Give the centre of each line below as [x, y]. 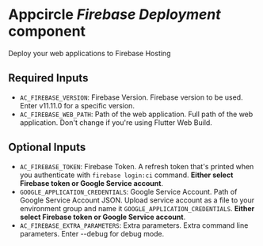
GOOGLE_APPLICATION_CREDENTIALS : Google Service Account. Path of [128, 191]
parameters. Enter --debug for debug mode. [92, 233]
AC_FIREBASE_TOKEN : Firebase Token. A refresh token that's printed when [137, 166]
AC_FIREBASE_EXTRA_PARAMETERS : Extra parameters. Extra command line [134, 225]
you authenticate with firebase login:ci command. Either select [126, 175]
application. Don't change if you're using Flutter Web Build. [116, 122]
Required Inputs [48, 78]
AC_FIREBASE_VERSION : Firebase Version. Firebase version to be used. [131, 97]
